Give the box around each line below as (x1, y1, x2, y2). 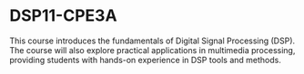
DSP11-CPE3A (9, 5, 117, 26)
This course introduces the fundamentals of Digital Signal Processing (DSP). (9, 35, 296, 46)
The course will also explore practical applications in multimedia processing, (9, 44, 296, 55)
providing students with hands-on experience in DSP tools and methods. (9, 54, 282, 65)
